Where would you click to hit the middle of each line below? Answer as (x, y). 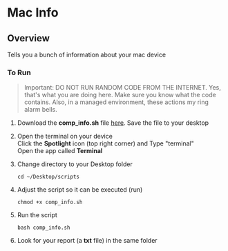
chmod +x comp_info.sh (50, 202)
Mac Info (33, 13)
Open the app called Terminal (60, 151)
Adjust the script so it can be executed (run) (80, 190)
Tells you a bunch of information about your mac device (87, 54)
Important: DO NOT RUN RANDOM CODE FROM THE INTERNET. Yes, (122, 88)
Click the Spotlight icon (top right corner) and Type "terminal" (106, 143)
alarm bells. (40, 110)
